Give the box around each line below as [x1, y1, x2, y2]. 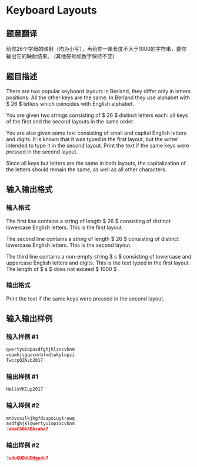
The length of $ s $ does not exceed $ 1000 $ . [6, 265, 120, 272]
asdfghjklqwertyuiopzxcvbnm [6, 420, 75, 427]
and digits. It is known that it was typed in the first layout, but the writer [6, 135, 178, 142]
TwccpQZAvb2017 [6, 358, 44, 364]
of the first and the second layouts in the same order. [6, 117, 135, 125]
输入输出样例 [6, 313, 53, 324]
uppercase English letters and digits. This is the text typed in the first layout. [6, 259, 191, 266]
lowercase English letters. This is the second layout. [6, 241, 132, 249]
